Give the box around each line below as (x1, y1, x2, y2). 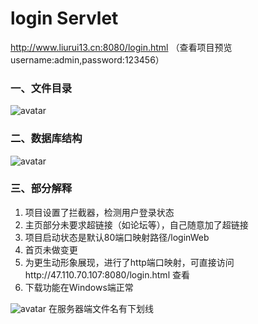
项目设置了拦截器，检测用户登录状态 (24, 206, 175, 218)
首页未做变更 (24, 243, 78, 256)
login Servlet (10, 7, 119, 30)
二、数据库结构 (10, 132, 83, 146)
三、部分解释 (10, 182, 73, 196)
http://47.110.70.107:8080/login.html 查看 (24, 268, 190, 281)
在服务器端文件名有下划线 (48, 302, 155, 314)
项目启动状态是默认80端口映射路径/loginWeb (24, 231, 210, 243)
